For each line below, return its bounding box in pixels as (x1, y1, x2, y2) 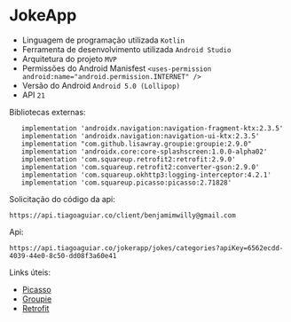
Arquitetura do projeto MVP (21, 53, 117, 64)
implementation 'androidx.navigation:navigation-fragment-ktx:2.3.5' (20, 123, 284, 133)
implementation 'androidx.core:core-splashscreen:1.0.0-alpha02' (20, 147, 268, 156)
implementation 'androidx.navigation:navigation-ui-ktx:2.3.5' (20, 131, 260, 140)
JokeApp (9, 5, 77, 26)
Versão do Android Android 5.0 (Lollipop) (21, 80, 181, 90)
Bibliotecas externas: (9, 106, 86, 117)
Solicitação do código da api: (9, 193, 115, 204)
